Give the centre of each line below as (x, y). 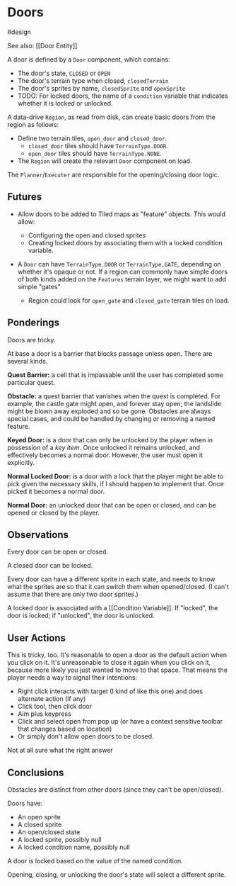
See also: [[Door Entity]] (42, 45)
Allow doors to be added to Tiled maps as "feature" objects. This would (122, 214)
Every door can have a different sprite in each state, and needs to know (111, 579)
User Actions (36, 638)
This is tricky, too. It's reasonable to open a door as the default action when (117, 655)
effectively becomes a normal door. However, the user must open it (105, 455)
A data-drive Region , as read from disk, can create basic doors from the (111, 117)
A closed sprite (40, 824)
